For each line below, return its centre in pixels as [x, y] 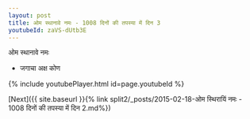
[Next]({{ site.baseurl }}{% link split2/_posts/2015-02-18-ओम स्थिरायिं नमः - [125, 99]
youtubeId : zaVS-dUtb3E [48, 30]
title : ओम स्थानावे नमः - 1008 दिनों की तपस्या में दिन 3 [85, 23]
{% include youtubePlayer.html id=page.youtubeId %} [96, 84]
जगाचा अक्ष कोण [40, 69]
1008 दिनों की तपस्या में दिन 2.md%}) [60, 108]
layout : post [30, 15]
